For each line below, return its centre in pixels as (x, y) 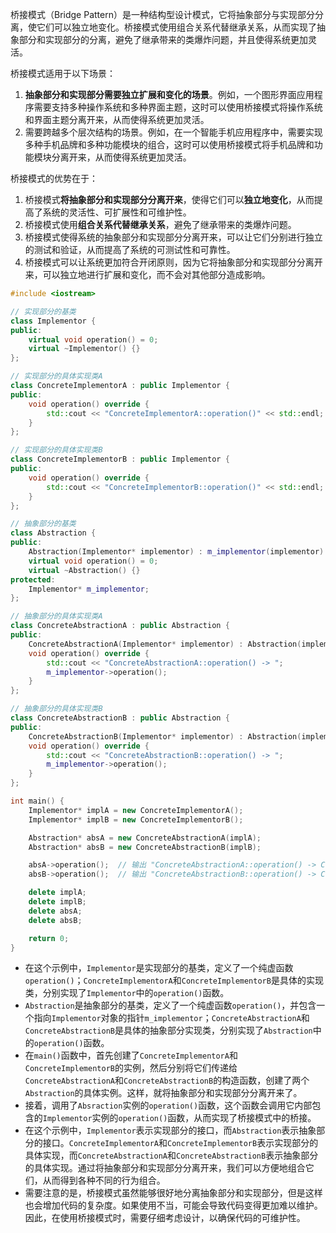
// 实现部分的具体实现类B (56, 450)
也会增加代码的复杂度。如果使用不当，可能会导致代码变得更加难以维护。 (173, 1205)
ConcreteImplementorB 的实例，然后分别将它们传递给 (131, 1068)
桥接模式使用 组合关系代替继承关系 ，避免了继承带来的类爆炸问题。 (160, 224)
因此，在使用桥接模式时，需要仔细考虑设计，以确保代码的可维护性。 (165, 1218)
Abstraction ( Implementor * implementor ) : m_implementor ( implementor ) (176, 552)
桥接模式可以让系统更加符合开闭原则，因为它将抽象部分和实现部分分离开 (173, 262)
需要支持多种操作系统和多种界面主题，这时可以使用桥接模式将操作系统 (178, 107)
